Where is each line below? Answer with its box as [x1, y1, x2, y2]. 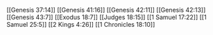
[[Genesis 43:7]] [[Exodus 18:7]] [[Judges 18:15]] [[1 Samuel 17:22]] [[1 [6, 13, 207, 21]
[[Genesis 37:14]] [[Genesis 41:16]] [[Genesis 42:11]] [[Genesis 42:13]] [6, 6, 206, 14]
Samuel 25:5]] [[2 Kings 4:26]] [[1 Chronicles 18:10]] [6, 21, 155, 28]
